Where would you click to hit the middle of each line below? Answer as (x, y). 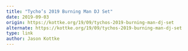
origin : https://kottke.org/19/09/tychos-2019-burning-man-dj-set (90, 22)
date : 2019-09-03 (28, 17)
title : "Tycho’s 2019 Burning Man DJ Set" (59, 11)
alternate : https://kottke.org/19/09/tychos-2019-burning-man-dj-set (94, 28)
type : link (20, 33)
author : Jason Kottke (33, 39)
